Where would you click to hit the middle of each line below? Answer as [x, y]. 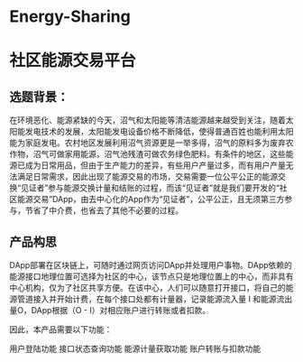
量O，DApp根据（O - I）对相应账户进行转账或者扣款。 [110, 310]
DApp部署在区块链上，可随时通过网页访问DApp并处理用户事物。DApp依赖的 [151, 265]
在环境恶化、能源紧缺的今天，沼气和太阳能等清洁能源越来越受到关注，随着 [147, 120]
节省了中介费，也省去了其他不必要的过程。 [104, 210]
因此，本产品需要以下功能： [61, 330]
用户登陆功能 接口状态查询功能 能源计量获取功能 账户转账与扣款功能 [135, 348]
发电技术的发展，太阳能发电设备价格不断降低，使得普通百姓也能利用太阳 [159, 132]
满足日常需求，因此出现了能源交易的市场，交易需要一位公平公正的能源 [147, 177]
